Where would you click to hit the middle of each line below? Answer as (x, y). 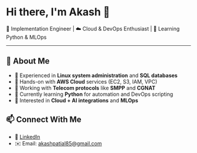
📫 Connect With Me (44, 120)
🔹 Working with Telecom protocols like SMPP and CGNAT (85, 88)
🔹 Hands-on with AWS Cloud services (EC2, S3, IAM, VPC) (86, 81)
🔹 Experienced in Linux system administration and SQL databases (96, 75)
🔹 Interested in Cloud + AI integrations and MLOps (76, 100)
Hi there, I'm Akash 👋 (58, 12)
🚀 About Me (28, 61)
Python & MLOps (26, 37)
